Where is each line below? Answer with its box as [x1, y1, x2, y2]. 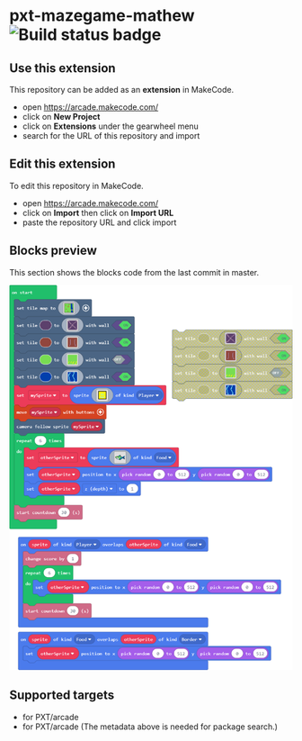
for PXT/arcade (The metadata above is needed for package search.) [22, 721, 279, 732]
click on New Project [22, 112, 101, 122]
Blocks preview [9, 243, 97, 258]
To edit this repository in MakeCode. [9, 180, 144, 191]
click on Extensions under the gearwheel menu [22, 121, 200, 131]
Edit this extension [9, 157, 116, 172]
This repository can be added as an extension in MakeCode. [9, 85, 235, 95]
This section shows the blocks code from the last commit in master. [9, 267, 260, 277]
